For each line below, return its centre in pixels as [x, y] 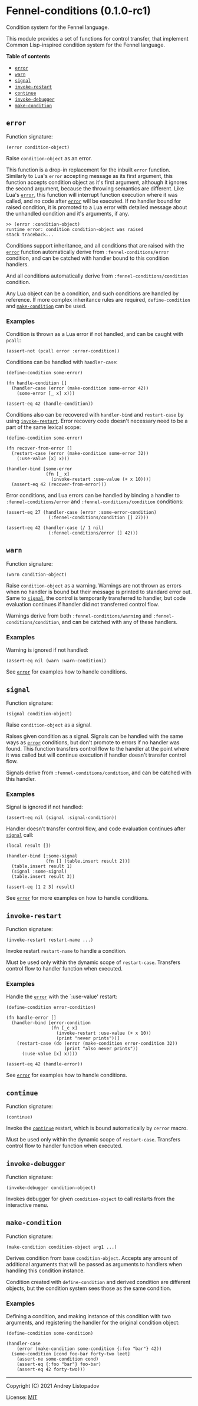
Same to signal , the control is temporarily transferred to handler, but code [96, 598]
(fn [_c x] [64, 1028]
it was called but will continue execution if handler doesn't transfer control [96, 755]
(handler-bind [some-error [39, 469]
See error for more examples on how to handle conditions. [77, 898]
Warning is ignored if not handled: [47, 650]
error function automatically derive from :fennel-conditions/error [88, 252]
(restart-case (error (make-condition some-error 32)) [80, 454]
